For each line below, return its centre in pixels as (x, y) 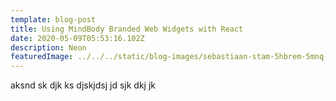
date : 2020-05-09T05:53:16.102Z (77, 38)
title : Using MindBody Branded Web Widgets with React (127, 29)
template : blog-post (53, 19)
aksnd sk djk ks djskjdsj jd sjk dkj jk (83, 85)
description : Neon (48, 47)
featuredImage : (42, 57)
